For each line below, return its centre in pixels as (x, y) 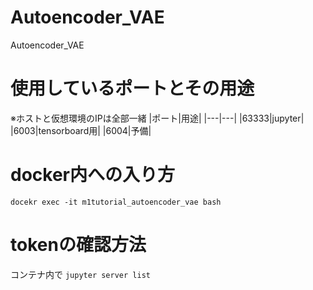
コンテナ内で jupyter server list (80, 274)
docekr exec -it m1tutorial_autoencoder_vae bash (116, 202)
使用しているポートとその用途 (132, 88)
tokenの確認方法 (78, 245)
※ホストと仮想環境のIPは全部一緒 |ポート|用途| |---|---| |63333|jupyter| (157, 118)
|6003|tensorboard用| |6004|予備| (81, 130)
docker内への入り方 (92, 175)
